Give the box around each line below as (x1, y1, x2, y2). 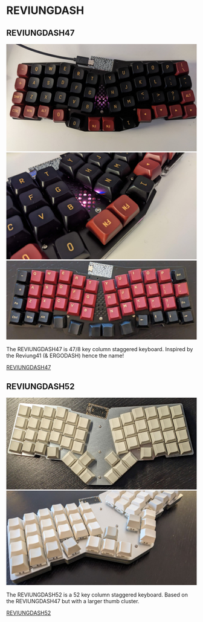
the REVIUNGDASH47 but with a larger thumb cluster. (6, 597, 140, 604)
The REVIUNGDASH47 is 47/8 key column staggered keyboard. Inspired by (6, 346, 193, 353)
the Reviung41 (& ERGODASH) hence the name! (6, 352, 124, 360)
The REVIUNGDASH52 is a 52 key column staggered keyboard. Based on (6, 591, 188, 598)
